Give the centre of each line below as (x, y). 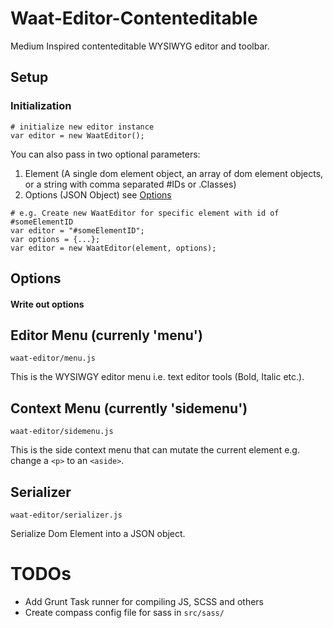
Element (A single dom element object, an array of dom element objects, (174, 173)
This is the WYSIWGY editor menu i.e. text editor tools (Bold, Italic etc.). (157, 377)
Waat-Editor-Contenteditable (134, 18)
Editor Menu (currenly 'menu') (106, 335)
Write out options (47, 304)
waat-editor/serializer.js (66, 515)
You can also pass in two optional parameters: (105, 154)
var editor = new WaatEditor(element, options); (113, 248)
